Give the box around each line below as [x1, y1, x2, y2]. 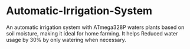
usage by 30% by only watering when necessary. [6, 36, 127, 43]
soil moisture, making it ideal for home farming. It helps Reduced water [6, 30, 178, 37]
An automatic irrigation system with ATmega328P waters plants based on [6, 24, 185, 31]
